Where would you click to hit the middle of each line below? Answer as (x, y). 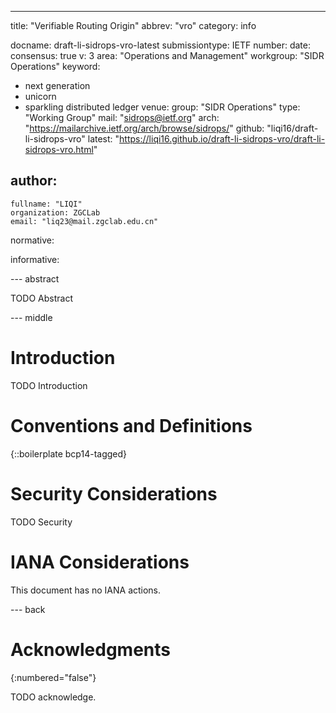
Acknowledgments (91, 649)
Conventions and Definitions (131, 425)
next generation (57, 85)
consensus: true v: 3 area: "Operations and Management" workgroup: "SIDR (167, 55)
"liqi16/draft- (292, 128)
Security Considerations (114, 493)
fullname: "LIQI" (46, 204)
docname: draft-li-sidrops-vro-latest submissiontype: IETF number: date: (160, 45)
